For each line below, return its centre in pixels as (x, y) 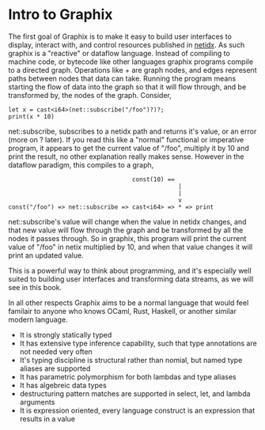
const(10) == (153, 179)
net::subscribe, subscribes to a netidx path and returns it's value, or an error (132, 131)
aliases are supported (55, 368)
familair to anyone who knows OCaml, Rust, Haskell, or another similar (123, 311)
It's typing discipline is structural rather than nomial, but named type (131, 360)
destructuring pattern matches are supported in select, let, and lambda (135, 394)
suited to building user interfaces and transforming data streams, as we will (131, 279)
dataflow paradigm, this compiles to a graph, (81, 164)
